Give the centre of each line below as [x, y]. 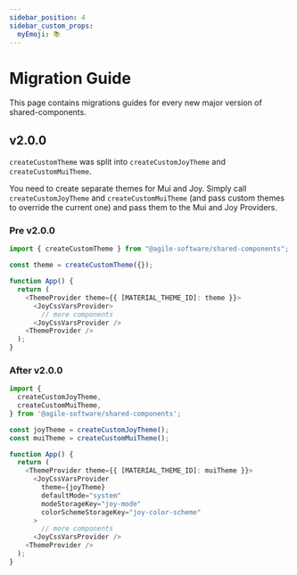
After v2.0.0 [36, 370]
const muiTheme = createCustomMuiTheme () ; [89, 438]
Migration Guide [70, 78]
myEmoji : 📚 [39, 34]
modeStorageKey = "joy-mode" [91, 504]
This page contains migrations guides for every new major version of [136, 103]
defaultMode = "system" [82, 496]
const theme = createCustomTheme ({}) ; [81, 265]
